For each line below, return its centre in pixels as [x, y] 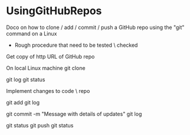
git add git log [23, 102]
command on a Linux [32, 33]
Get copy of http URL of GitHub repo [50, 56]
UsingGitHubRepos [54, 11]
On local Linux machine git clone [46, 68]
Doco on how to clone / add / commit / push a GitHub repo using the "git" [95, 27]
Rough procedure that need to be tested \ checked [76, 45]
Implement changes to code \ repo [48, 91]
